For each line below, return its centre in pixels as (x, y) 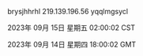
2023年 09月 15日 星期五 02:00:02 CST (71, 28)
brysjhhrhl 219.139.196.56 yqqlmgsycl (68, 11)
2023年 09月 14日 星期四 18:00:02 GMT (72, 44)
